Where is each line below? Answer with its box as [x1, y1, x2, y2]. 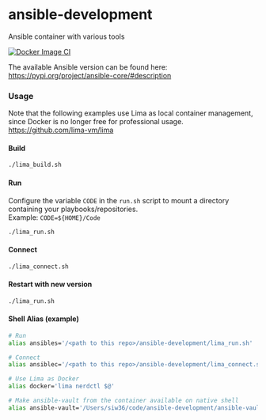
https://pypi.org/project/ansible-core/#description [8, 70, 172, 80]
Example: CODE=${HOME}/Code [8, 212, 101, 222]
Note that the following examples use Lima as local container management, [8, 108, 253, 118]
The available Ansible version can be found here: [8, 62, 168, 72]
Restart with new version [8, 279, 93, 289]
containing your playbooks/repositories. [8, 204, 139, 214]
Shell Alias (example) [8, 314, 79, 324]
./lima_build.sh [8, 161, 62, 169]
